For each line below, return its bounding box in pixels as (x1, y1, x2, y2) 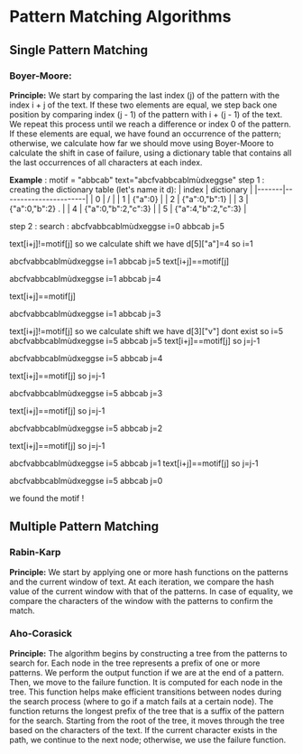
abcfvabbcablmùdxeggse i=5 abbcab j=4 (9, 352, 163, 363)
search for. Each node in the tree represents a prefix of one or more (9, 657, 261, 668)
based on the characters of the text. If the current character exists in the (9, 724, 278, 735)
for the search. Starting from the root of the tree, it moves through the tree (9, 715, 286, 726)
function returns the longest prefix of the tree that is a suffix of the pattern (9, 705, 285, 716)
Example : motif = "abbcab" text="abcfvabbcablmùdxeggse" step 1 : (9, 174, 265, 185)
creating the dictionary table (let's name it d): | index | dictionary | (9, 183, 253, 195)
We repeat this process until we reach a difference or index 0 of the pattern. (9, 118, 291, 129)
